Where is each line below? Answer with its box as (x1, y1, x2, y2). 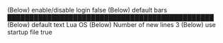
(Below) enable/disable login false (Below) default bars (7, 6, 168, 14)
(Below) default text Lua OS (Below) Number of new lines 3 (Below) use (7, 21, 216, 28)
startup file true (7, 28, 53, 36)
